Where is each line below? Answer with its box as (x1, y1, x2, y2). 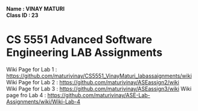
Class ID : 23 (6, 12, 39, 19)
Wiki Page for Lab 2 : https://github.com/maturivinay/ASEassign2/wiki (6, 78, 179, 86)
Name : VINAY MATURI (6, 5, 65, 12)
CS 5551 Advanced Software (6, 33, 153, 47)
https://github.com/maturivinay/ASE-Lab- (47, 91, 151, 99)
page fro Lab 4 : (6, 91, 46, 99)
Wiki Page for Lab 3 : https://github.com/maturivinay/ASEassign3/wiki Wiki (6, 85, 192, 92)
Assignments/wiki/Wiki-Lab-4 (6, 98, 80, 105)
